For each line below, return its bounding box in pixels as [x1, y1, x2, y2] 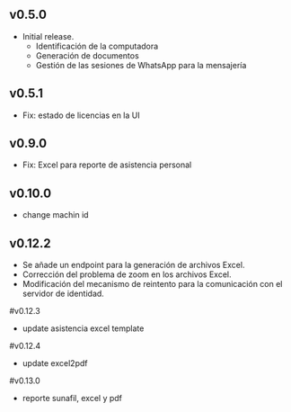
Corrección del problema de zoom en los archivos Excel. [22, 269, 232, 280]
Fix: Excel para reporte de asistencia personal [22, 159, 192, 170]
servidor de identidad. [22, 288, 105, 300]
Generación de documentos [35, 49, 139, 61]
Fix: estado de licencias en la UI [22, 110, 141, 121]
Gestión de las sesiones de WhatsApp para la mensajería [35, 59, 247, 70]
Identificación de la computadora [35, 40, 159, 51]
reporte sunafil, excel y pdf [22, 393, 123, 404]
